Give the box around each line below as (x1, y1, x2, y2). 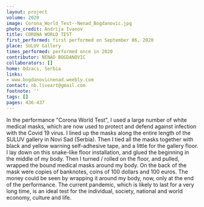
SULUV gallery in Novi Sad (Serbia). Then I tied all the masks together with (6, 135, 194, 143)
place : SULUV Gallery (6, 43, 62, 49)
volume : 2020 (6, 15, 40, 21)
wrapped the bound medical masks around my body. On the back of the (6, 161, 187, 169)
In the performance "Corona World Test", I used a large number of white (6, 116, 188, 124)
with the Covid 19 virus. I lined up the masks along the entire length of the (6, 129, 191, 136)
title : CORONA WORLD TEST (6, 32, 72, 38)
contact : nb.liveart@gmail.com (6, 83, 86, 89)
